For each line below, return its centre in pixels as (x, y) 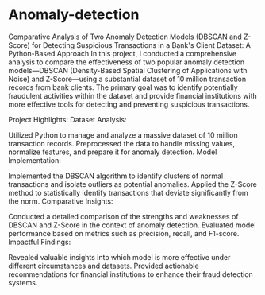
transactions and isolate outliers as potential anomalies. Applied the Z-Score (133, 184)
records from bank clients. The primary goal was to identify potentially (123, 87)
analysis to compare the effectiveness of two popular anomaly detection (127, 62)
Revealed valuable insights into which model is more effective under (119, 257)
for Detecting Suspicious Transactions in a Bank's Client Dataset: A (141, 45)
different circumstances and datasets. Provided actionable (104, 266)
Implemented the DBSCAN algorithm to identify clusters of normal (116, 176)
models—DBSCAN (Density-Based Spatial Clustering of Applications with (128, 70)
